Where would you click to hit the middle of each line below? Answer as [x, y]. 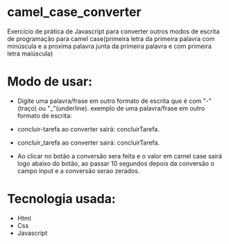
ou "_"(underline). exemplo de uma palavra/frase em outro [121, 108]
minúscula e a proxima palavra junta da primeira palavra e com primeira [109, 46]
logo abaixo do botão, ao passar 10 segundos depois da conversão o [116, 163]
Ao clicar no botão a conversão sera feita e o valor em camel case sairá [119, 156]
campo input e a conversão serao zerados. [78, 170]
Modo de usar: [50, 82]
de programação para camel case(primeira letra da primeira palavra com [111, 38]
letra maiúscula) [30, 54]
